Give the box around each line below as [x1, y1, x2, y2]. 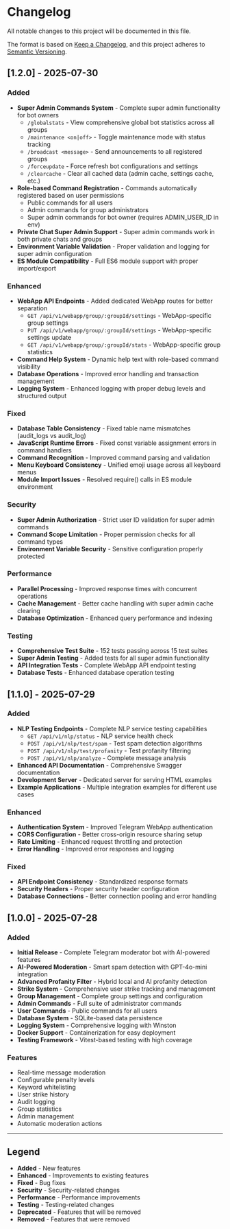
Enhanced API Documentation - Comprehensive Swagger [16, 761, 183, 769]
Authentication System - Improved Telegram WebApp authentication [16, 823, 214, 831]
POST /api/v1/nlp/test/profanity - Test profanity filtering [27, 746, 192, 755]
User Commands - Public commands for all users [16, 1007, 157, 1015]
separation [16, 303, 48, 312]
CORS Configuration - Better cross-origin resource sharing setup [16, 830, 203, 838]
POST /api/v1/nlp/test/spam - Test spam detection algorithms [27, 739, 203, 747]
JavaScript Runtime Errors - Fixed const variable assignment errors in [16, 439, 217, 447]
